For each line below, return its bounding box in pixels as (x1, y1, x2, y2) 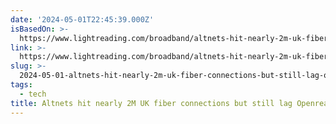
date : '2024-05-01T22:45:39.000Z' (10, 14, 155, 25)
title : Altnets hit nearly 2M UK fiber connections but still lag (10, 98, 293, 108)
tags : (10, 80, 33, 90)
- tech (19, 89, 47, 99)
